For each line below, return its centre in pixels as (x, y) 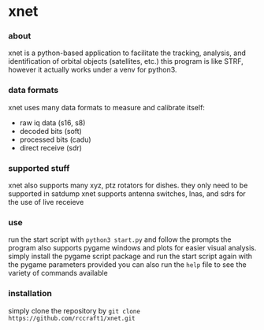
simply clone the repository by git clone (74, 310)
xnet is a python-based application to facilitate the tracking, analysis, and (127, 53)
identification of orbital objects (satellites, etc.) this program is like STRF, (126, 61)
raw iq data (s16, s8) (52, 122)
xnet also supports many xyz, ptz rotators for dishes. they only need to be (128, 185)
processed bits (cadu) (56, 139)
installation (30, 294)
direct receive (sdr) (51, 147)
